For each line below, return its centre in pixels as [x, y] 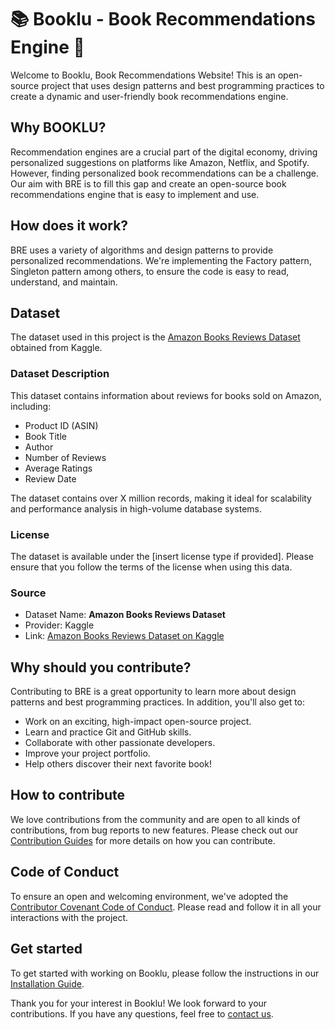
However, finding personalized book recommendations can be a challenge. [165, 173]
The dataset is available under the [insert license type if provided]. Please [162, 556]
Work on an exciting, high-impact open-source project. [138, 722]
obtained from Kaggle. [56, 348]
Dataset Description [60, 374]
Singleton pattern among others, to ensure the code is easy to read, [150, 271]
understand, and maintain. [64, 282]
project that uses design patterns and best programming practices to [183, 85]
